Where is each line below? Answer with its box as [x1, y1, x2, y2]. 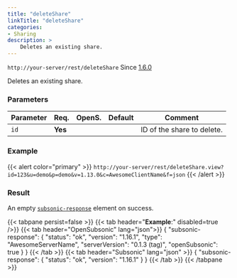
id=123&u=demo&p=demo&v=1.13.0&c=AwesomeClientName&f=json [7, 171, 186, 178]
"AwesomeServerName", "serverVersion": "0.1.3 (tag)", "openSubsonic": [7, 240, 219, 249]
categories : [7, 23, 43, 31]
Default [108, 113, 134, 123]
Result [7, 188, 31, 198]
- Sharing [7, 30, 37, 38]
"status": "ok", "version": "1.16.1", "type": [45, 232, 163, 241]
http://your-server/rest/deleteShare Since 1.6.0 [7, 63, 153, 71]
